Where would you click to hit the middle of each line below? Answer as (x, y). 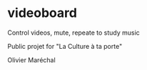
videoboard (42, 13)
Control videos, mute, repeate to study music (74, 33)
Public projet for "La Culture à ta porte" (65, 46)
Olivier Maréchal (31, 60)
